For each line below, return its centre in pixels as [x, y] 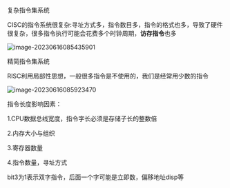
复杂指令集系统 [28, 10]
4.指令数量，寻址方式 [37, 163]
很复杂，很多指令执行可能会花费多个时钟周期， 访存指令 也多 [92, 33]
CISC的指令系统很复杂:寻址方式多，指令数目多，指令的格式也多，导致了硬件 [115, 25]
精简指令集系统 [28, 61]
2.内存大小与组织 [31, 133]
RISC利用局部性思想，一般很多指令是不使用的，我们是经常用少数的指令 [108, 76]
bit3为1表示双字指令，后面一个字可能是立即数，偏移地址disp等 [96, 177]
